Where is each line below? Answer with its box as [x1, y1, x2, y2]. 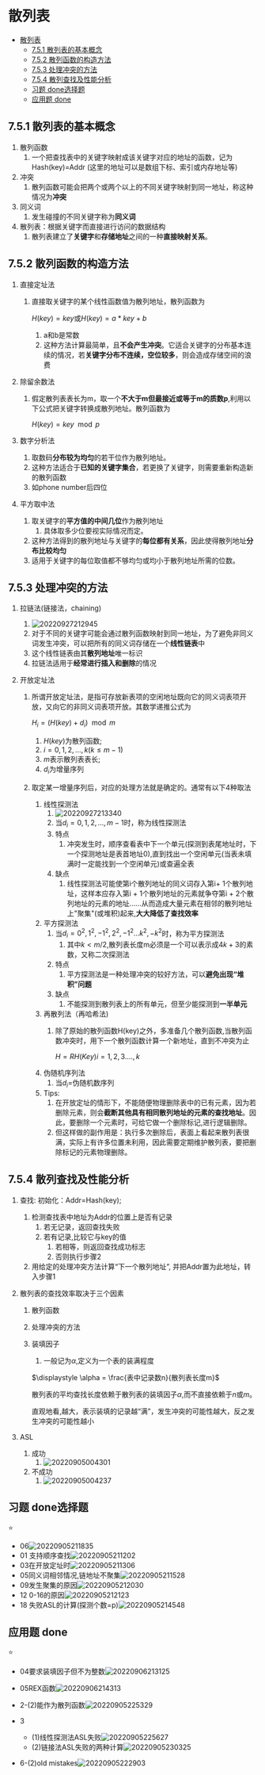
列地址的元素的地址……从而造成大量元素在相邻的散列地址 [66, 898, 253, 908]
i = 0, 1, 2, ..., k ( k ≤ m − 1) [43, 745, 124, 755]
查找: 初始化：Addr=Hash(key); [19, 1195, 122, 1205]
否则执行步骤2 [55, 1252, 101, 1261]
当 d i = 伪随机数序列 [55, 1078, 115, 1090]
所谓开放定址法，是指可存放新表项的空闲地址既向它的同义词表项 [31, 692, 240, 702]
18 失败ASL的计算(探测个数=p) [19, 1600, 119, 1609]
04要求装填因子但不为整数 [19, 1666, 105, 1677]
